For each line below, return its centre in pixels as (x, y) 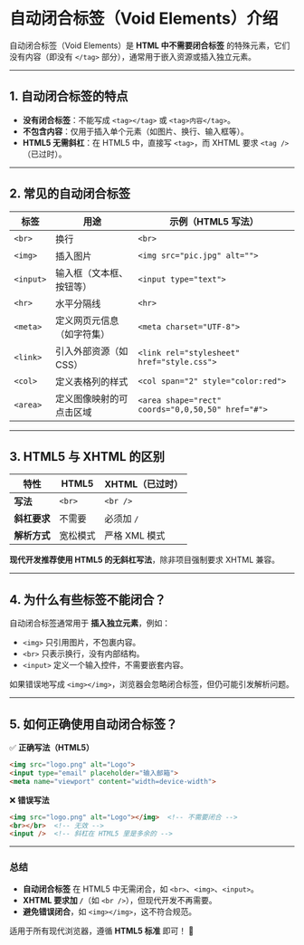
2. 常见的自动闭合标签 (70, 194)
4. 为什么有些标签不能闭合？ (88, 600)
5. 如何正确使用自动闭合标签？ (94, 724)
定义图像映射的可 (92, 398)
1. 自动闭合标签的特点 (69, 96)
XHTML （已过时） (144, 484)
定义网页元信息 (87, 320)
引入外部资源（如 (92, 351)
